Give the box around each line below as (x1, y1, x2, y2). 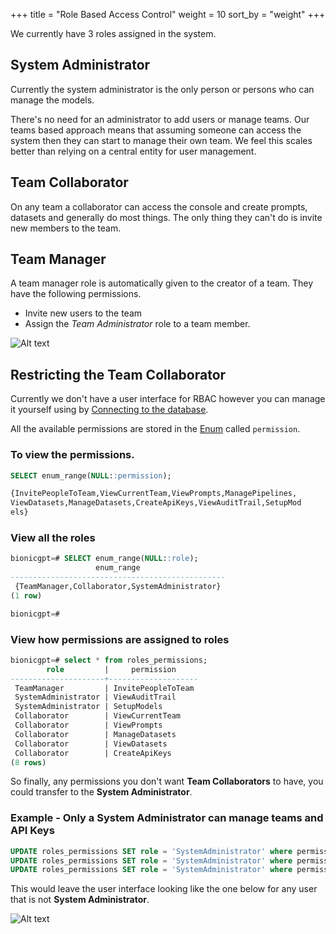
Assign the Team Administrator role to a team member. (24, 318, 251, 330)
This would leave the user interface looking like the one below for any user (10, 883, 318, 895)
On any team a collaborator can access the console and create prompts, (10, 200, 308, 213)
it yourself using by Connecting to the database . (10, 404, 209, 416)
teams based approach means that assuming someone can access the (10, 124, 302, 136)
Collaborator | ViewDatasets (14, 739, 168, 749)
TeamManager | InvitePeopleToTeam (14, 683, 195, 693)
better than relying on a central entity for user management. (10, 145, 257, 157)
